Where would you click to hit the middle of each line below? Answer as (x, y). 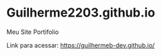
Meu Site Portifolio (33, 32)
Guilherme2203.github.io (81, 13)
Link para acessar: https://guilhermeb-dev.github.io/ (81, 45)
